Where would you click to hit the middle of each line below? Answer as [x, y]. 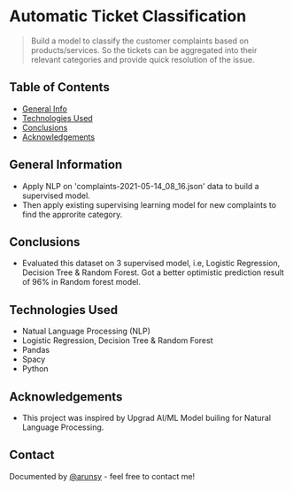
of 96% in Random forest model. [81, 282]
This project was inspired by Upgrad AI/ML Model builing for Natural [146, 418]
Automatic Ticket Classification [128, 16]
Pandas [36, 350]
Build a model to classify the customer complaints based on [140, 41]
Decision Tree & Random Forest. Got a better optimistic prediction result [153, 272]
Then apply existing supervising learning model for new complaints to [149, 204]
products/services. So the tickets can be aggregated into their [144, 50]
